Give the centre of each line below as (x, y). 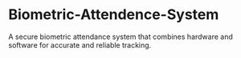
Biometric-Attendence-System (114, 15)
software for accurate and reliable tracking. (80, 44)
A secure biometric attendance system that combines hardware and (120, 37)
